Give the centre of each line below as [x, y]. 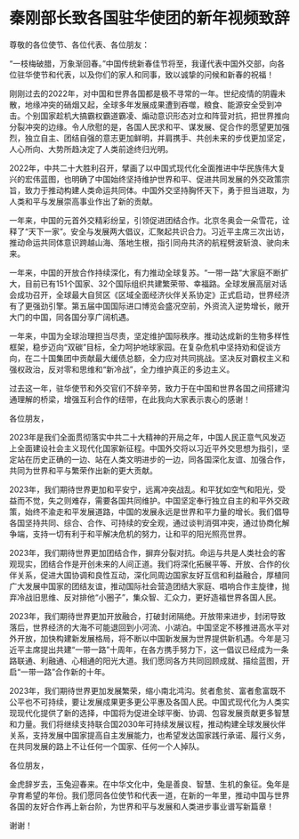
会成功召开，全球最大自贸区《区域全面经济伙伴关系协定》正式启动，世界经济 [149, 294]
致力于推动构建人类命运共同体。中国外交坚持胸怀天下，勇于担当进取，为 [157, 190]
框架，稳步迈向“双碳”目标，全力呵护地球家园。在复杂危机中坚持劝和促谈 [141, 347]
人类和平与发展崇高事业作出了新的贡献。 [83, 201]
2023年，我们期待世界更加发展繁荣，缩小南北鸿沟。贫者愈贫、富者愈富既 [144, 690]
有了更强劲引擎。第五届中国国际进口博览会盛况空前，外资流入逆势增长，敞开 [149, 306]
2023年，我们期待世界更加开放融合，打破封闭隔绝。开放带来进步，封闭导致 [148, 616]
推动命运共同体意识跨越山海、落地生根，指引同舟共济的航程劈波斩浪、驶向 [145, 242]
